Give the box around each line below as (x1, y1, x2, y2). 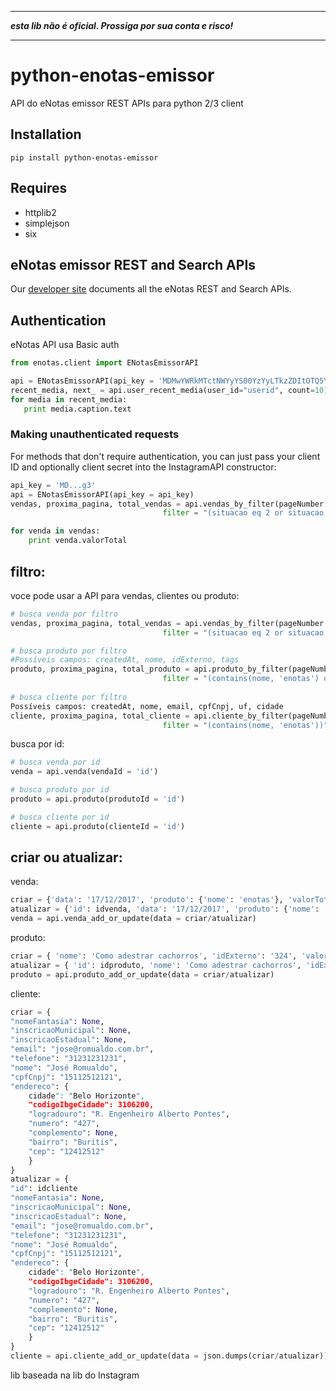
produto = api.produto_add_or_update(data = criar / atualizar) (10, 969, 275, 980)
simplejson (24, 217, 70, 229)
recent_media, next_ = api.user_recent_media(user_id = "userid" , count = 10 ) (10, 385, 329, 395)
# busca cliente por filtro (10, 692, 128, 702)
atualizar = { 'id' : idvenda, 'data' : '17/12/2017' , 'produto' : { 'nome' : (10, 904, 320, 915)
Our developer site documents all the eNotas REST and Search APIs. (10, 283, 292, 295)
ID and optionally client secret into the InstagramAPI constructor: (10, 461, 277, 473)
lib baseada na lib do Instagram (10, 1369, 140, 1381)
